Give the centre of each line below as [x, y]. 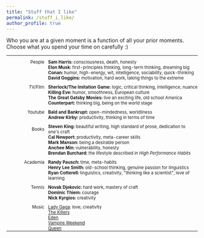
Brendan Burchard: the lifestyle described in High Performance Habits [120, 153]
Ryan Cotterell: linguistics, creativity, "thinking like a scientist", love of [119, 173]
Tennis [37, 188]
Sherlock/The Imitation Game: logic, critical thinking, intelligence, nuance [123, 87]
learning [56, 178]
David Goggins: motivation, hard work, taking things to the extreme [116, 78]
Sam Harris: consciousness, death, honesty [92, 62]
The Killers [59, 212]
